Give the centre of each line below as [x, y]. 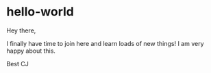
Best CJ [17, 64]
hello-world [40, 12]
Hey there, [21, 30]
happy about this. [31, 51]
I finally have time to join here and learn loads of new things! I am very [105, 43]
